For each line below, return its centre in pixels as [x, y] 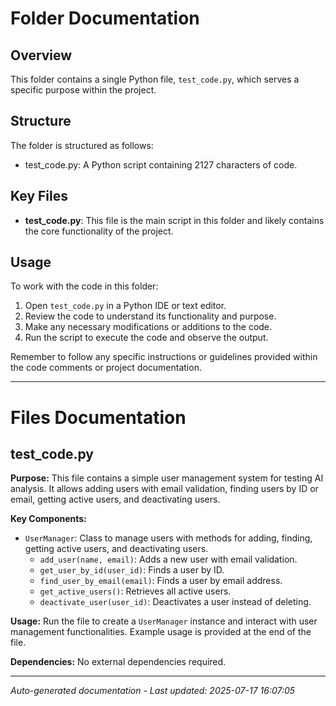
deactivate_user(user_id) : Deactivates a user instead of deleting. [175, 602]
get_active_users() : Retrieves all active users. [135, 591]
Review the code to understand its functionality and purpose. [150, 316]
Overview [41, 55]
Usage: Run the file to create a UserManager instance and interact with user [164, 621]
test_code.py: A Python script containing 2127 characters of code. [161, 164]
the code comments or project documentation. [106, 368]
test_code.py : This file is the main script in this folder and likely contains [174, 220]
